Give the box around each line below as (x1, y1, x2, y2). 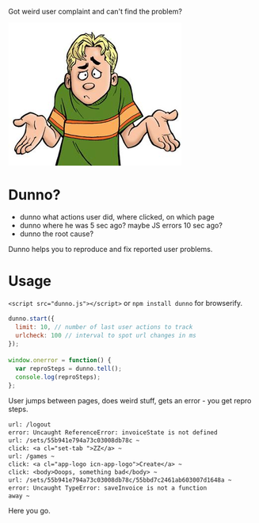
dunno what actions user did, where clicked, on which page (19, 212, 215, 221)
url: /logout (8, 420, 51, 429)
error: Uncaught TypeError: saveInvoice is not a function (8, 483, 208, 492)
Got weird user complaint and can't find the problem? (8, 7, 182, 16)
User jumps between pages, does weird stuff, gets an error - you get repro (8, 395, 252, 405)
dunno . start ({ (8, 315, 55, 323)
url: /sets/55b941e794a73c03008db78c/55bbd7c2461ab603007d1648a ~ (8, 475, 232, 484)
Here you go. (8, 506, 51, 515)
